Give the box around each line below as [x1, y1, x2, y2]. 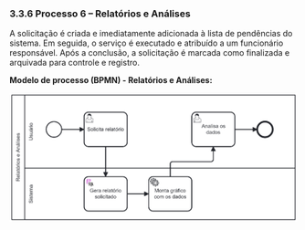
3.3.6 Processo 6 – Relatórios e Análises [9, 7, 191, 20]
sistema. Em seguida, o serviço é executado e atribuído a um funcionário [9, 37, 284, 48]
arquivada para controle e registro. [9, 57, 140, 68]
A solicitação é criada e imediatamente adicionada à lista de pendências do [9, 28, 293, 39]
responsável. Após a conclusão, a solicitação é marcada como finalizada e [9, 47, 290, 58]
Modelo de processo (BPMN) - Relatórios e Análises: [9, 75, 213, 86]
